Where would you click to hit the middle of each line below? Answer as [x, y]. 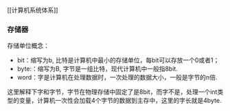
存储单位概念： [28, 46]
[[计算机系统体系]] [33, 10]
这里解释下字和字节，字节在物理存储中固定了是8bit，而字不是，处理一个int [112, 92]
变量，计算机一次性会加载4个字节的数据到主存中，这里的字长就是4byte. [120, 101]
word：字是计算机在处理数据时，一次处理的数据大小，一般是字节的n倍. [117, 77]
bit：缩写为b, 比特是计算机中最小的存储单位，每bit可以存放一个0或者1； [118, 60]
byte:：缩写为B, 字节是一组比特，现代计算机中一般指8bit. [97, 69]
